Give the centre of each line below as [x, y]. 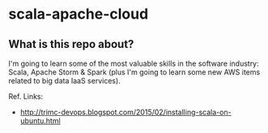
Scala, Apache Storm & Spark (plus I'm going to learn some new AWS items [134, 72]
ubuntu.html [40, 121]
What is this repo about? [71, 44]
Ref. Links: [26, 97]
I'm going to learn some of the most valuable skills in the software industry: [134, 63]
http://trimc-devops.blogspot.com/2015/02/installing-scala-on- [126, 112]
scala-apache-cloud [79, 14]
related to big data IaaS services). [65, 81]
